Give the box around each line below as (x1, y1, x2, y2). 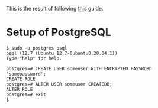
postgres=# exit (6, 91, 46, 97)
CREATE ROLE (6, 76, 36, 82)
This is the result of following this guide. (6, 5, 104, 12)
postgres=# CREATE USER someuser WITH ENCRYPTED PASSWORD (6, 66, 152, 71)
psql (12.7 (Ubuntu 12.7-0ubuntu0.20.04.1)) (6, 50, 118, 56)
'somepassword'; (6, 71, 46, 77)
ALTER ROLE (6, 86, 33, 92)
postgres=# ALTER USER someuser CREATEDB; (6, 81, 112, 87)
